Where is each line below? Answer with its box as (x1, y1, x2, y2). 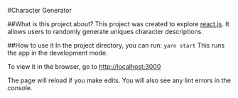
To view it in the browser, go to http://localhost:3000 (7, 62, 161, 70)
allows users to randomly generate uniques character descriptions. (7, 28, 204, 36)
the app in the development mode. (7, 49, 108, 57)
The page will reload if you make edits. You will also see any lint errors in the (7, 76, 231, 85)
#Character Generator (7, 6, 72, 14)
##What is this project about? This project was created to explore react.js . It (7, 20, 229, 28)
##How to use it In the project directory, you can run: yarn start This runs (7, 41, 225, 49)
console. (7, 84, 33, 92)
